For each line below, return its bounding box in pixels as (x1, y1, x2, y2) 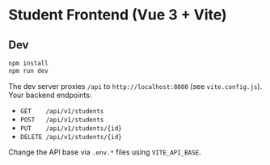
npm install (8, 59, 49, 67)
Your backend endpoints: (8, 90, 92, 99)
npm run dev (8, 66, 49, 74)
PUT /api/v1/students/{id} (19, 124, 123, 133)
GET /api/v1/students (19, 107, 104, 115)
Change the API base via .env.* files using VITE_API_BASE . (8, 147, 202, 157)
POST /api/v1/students (19, 116, 104, 124)
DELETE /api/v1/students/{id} (19, 133, 123, 141)
